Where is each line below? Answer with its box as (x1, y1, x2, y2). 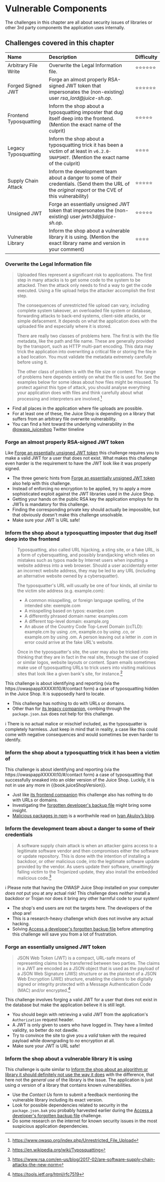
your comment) (49, 245, 84, 252)
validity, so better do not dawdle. (12, 1027, 79, 1033)
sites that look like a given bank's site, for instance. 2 (17, 670, 123, 676)
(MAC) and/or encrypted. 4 (17, 986, 71, 993)
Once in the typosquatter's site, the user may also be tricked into (17, 649, 148, 655)
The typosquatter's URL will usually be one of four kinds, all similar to (17, 583, 158, 589)
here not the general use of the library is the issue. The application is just (5, 1077, 153, 1083)
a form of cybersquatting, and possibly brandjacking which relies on (17, 552, 155, 558)
